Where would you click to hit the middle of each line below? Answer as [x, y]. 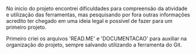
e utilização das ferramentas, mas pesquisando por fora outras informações [98, 15]
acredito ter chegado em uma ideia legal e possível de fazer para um [89, 21]
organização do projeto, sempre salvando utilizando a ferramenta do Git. [94, 45]
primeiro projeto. [26, 27]
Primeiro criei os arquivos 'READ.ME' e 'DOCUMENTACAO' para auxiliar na [97, 38]
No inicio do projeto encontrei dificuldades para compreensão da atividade [97, 9]
